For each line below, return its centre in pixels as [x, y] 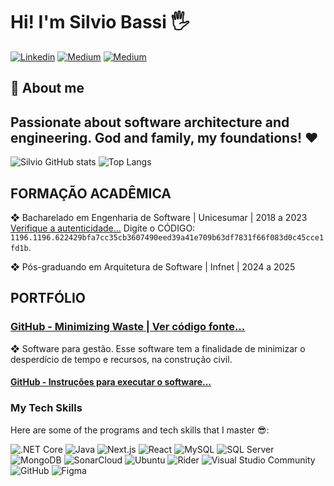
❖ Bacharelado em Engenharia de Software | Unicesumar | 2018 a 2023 [159, 217]
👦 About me [47, 88]
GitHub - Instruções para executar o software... [111, 382]
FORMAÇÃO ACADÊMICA [91, 193]
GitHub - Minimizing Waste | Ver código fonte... [128, 327]
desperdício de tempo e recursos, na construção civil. [121, 359]
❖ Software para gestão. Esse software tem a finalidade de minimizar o [158, 348]
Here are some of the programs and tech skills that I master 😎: [140, 430]
